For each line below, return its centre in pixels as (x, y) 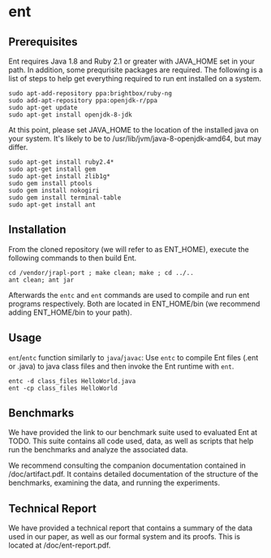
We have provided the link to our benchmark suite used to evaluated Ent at (133, 433)
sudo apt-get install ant (52, 205)
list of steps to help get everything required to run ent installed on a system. (135, 78)
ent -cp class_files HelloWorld (63, 388)
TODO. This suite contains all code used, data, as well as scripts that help (131, 441)
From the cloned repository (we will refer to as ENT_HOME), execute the (129, 249)
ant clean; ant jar (41, 280)
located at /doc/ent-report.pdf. (60, 545)
